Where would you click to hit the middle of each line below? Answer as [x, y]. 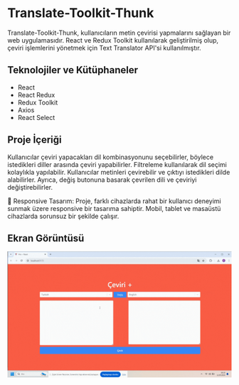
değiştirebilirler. [30, 187]
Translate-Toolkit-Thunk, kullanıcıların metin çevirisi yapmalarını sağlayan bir [119, 33]
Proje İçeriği [34, 140]
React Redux [36, 94]
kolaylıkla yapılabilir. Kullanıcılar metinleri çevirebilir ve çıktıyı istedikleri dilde [119, 172]
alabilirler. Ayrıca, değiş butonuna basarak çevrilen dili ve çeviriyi [102, 180]
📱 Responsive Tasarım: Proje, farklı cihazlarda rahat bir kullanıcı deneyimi [115, 201]
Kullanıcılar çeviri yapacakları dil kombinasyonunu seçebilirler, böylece [111, 157]
